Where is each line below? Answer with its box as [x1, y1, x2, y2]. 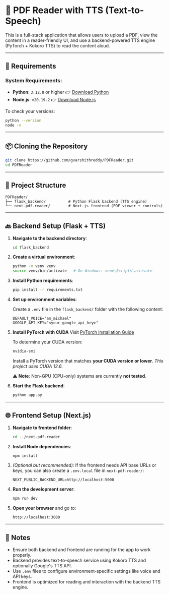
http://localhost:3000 [12, 515, 60, 520]
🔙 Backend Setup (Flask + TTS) [5, 222, 106, 230]
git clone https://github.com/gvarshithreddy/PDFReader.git [5, 158, 134, 163]
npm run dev [12, 496, 38, 501]
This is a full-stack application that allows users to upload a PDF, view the [5, 32, 158, 38]
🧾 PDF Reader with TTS [5, 5, 104, 16]
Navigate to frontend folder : [12, 425, 72, 431]
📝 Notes [5, 533, 31, 542]
